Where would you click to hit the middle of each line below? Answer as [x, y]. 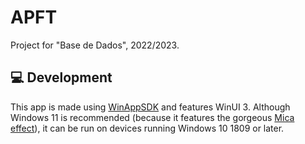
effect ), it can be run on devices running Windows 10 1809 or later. [147, 128]
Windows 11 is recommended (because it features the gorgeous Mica [152, 117]
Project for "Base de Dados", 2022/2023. [95, 45]
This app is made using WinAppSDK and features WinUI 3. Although [150, 107]
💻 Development [61, 77]
